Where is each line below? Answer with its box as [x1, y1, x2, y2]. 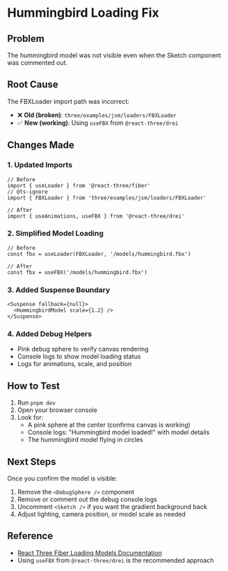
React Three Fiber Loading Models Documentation [17, 549, 162, 557]
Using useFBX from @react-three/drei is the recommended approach [17, 556, 214, 564]
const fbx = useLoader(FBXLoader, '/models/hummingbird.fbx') [7, 250, 191, 257]
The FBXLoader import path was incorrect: [7, 97, 130, 105]
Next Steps [7, 455, 56, 468]
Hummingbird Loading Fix [7, 5, 160, 21]
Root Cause [7, 79, 59, 91]
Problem [7, 33, 45, 45]
